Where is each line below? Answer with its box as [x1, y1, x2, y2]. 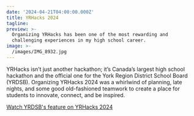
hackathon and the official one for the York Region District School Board [6, 71, 188, 79]
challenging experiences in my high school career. [12, 37, 147, 43]
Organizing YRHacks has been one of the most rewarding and [12, 32, 168, 38]
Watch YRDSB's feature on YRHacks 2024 [6, 103, 113, 111]
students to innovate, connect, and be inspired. [6, 91, 125, 98]
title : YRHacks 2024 [6, 15, 59, 21]
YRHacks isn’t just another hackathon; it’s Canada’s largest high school [6, 65, 185, 73]
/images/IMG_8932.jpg [12, 49, 67, 55]
